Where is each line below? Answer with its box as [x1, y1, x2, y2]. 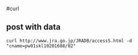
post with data [6, 22, 61, 32]
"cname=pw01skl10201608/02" [6, 43, 76, 49]
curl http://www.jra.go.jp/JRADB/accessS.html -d [6, 38, 133, 44]
